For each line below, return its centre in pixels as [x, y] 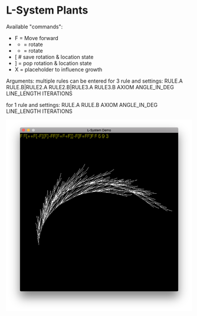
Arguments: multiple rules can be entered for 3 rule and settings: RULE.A [94, 81]
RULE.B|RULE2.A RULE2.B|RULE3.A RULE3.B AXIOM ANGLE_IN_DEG [90, 87]
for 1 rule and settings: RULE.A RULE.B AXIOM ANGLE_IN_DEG [82, 105]
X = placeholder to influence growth [58, 69]
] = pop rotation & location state [53, 63]
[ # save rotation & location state [54, 57]
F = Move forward [37, 38]
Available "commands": [35, 27]
